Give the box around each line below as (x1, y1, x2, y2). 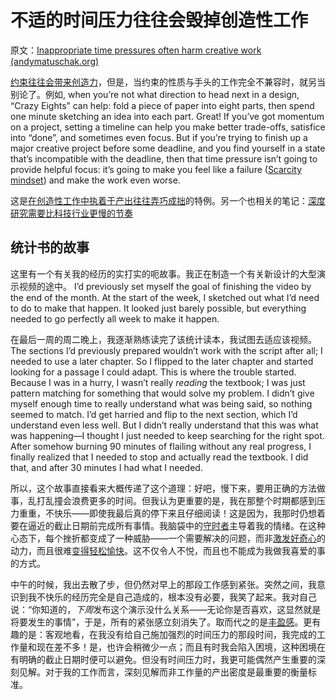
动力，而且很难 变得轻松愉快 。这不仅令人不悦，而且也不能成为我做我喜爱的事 (10, 544, 326, 556)
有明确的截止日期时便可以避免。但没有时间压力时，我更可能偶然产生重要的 (10, 653, 317, 665)
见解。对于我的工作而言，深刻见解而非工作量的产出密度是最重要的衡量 (18, 666, 308, 678)
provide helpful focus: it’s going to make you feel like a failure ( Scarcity (10, 163, 303, 175)
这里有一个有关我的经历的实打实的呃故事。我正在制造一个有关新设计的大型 (10, 267, 317, 280)
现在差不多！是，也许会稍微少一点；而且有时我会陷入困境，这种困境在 (36, 641, 326, 653)
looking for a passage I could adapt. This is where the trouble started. (10, 366, 297, 378)
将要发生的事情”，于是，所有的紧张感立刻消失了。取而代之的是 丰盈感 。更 (10, 616, 313, 628)
